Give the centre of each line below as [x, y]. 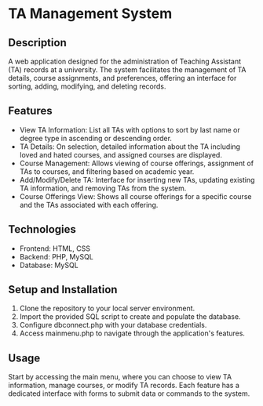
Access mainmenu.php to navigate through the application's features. [132, 333]
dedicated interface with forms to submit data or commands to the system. [129, 393]
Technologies [42, 229]
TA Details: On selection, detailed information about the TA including [130, 147]
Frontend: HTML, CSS [55, 248]
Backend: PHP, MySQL [57, 256]
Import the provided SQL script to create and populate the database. [130, 317]
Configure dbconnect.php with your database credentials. [113, 325]
